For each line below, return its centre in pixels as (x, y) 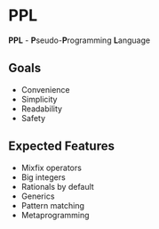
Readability (42, 109)
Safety (33, 118)
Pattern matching (53, 205)
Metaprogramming (55, 215)
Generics (38, 196)
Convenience (45, 89)
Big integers (43, 177)
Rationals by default (57, 186)
